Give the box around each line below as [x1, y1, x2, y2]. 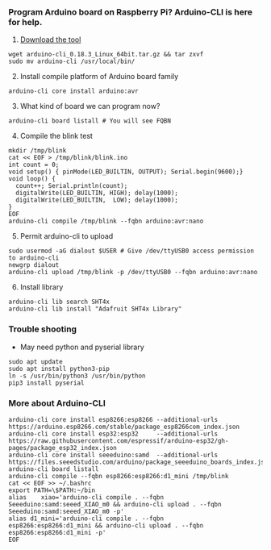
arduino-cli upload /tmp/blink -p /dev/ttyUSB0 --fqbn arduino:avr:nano [8, 269, 258, 277]
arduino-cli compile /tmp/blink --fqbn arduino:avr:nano [8, 217, 204, 226]
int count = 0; [8, 160, 60, 169]
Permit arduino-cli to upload [19, 231, 114, 241]
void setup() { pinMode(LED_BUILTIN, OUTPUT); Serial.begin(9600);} [8, 168, 244, 176]
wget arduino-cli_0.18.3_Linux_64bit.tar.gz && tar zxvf [8, 51, 204, 59]
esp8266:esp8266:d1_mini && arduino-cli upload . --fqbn [8, 521, 204, 530]
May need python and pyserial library [19, 342, 145, 352]
